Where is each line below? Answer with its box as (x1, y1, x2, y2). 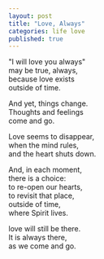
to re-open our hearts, (8, 182, 83, 192)
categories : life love (8, 27, 85, 35)
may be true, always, (8, 66, 79, 76)
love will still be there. (8, 224, 81, 234)
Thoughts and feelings (8, 108, 84, 117)
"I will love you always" (8, 57, 86, 67)
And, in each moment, (8, 165, 83, 175)
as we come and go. (8, 241, 76, 251)
